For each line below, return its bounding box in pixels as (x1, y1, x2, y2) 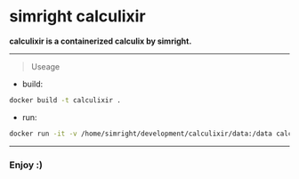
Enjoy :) (9, 159, 43, 171)
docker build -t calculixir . (9, 95, 122, 104)
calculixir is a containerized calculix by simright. (9, 36, 192, 46)
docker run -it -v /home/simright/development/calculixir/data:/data (9, 129, 273, 138)
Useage (30, 61, 61, 72)
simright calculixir (9, 6, 146, 27)
